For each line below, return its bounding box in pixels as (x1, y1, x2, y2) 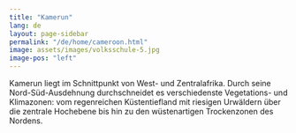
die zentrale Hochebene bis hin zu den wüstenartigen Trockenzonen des (9, 107, 274, 116)
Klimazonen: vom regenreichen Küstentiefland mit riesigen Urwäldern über (9, 97, 281, 107)
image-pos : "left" (9, 54, 77, 63)
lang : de (9, 21, 42, 30)
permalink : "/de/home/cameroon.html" (9, 37, 148, 47)
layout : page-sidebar (9, 29, 89, 38)
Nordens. (9, 115, 43, 126)
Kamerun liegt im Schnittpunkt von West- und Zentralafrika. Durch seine (9, 78, 271, 88)
